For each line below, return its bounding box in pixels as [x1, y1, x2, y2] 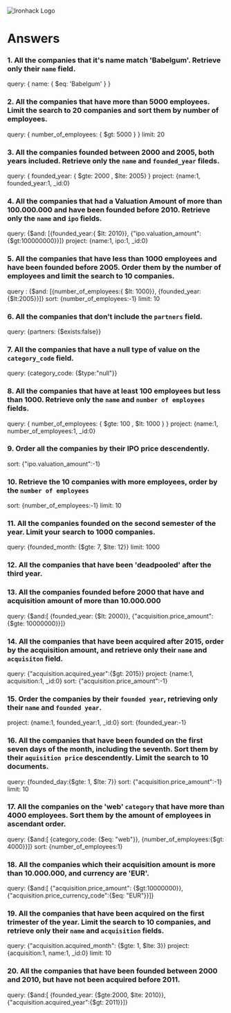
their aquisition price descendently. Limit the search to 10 [7, 753, 209, 763]
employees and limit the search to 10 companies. [7, 271, 175, 281]
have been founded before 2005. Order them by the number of [7, 263, 221, 273]
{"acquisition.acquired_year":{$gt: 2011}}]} [7, 998, 128, 1006]
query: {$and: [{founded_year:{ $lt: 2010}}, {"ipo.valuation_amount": [7, 229, 202, 238]
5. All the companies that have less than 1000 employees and [7, 254, 217, 264]
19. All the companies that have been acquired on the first [7, 909, 205, 918]
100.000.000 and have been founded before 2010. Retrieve [7, 205, 211, 215]
